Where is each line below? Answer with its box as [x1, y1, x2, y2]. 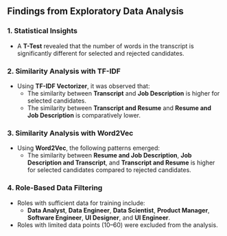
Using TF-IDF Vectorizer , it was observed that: [16, 82, 150, 90]
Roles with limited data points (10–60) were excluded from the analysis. [16, 220, 218, 229]
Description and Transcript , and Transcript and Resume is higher [27, 158, 215, 167]
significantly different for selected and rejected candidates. [16, 49, 184, 57]
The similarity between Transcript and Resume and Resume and [27, 103, 211, 112]
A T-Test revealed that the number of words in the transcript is [16, 41, 194, 50]
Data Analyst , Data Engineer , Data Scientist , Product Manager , [27, 206, 211, 214]
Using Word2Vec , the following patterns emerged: [16, 144, 160, 152]
